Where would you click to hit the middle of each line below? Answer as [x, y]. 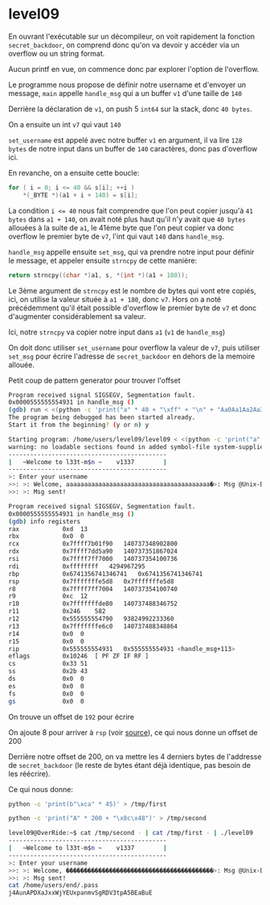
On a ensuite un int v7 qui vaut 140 [65, 124]
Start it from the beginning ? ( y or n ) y [79, 425]
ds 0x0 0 [46, 679]
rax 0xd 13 [48, 529]
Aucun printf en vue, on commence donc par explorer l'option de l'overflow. [134, 68]
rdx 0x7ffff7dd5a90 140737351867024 [93, 552]
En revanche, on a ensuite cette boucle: [74, 172]
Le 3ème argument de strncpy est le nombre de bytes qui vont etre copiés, [132, 290]
